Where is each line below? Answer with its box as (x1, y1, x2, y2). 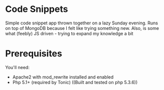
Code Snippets (5, 3, 68, 15)
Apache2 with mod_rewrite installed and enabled (12, 74, 114, 80)
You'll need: (5, 64, 30, 70)
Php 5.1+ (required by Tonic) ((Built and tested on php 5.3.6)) (12, 79, 138, 85)
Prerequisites (5, 48, 63, 59)
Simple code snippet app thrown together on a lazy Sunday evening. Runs (5, 20, 158, 26)
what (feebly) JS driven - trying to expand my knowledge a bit (5, 30, 134, 36)
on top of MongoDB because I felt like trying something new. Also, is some (5, 25, 159, 31)
